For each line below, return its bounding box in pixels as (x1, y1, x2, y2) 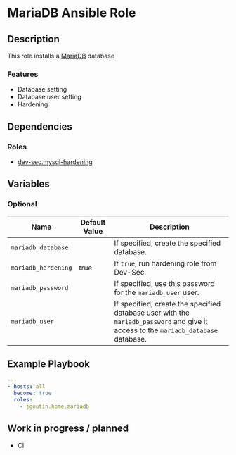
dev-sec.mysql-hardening (17, 157, 93, 166)
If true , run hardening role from (114, 258, 217, 268)
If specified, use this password (114, 278, 216, 288)
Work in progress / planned (7, 423, 129, 435)
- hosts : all (7, 383, 46, 390)
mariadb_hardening (11, 263, 72, 272)
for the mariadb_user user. (114, 287, 199, 297)
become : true (13, 389, 52, 397)
